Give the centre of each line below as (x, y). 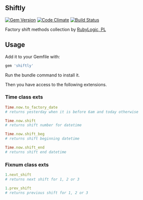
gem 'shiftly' (20, 66)
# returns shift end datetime (36, 152)
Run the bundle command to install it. (42, 75)
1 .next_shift (18, 175)
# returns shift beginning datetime (42, 139)
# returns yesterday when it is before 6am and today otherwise (72, 112)
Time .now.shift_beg (25, 134)
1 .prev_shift (18, 188)
